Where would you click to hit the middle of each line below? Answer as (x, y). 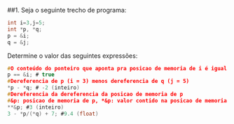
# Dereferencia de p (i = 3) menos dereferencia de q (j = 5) (98, 82)
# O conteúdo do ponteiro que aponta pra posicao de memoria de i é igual (117, 68)
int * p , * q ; (25, 29)
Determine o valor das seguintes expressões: (73, 56)
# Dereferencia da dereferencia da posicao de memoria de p (95, 94)
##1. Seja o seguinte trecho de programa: (67, 10)
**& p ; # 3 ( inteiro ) (36, 107)
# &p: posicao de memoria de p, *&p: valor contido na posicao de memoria (117, 100)
